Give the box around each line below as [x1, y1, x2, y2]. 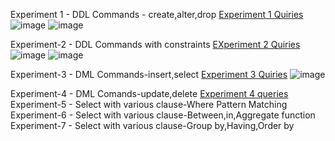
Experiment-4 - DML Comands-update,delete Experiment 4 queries [10, 88, 289, 99]
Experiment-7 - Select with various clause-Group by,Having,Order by [10, 120, 295, 131]
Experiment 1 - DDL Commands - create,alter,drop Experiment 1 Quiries [10, 9, 304, 20]
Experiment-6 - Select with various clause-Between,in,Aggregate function [10, 109, 316, 121]
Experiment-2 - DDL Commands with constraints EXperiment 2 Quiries [10, 39, 301, 50]
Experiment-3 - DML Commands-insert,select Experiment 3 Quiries [10, 69, 288, 80]
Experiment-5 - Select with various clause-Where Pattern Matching [10, 99, 288, 110]
